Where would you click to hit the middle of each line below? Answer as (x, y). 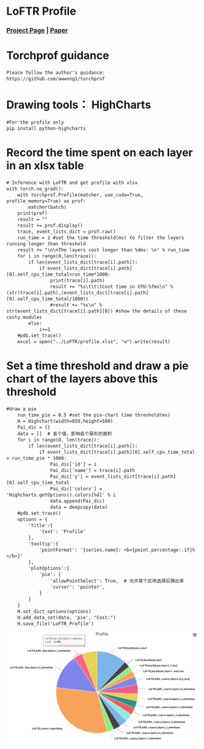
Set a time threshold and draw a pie (97, 366)
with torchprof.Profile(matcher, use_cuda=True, (80, 195)
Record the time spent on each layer (100, 153)
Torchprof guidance (58, 56)
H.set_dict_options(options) (54, 611)
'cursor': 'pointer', (77, 587)
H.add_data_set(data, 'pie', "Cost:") (67, 618)
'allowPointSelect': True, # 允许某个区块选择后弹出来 (117, 581)
